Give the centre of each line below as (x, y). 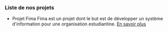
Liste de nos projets (29, 8)
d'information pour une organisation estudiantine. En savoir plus (79, 24)
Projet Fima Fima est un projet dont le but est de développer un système (88, 19)
